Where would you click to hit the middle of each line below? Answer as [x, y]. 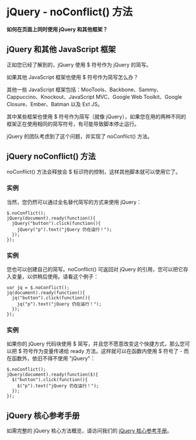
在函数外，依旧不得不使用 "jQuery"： [51, 358]
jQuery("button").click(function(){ [56, 223]
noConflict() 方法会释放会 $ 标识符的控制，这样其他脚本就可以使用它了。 [94, 172]
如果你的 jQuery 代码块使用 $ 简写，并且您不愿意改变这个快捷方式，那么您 [96, 344]
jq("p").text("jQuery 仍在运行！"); [59, 304]
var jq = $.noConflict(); [38, 288]
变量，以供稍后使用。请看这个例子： [55, 277]
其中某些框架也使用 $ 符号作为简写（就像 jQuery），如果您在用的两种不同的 [96, 116]
